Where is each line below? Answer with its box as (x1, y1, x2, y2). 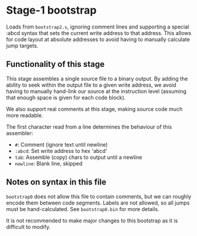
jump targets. (6, 42, 38, 49)
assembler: (6, 129, 34, 136)
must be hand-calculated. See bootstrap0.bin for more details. (6, 205, 160, 212)
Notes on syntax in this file (6, 177, 106, 187)
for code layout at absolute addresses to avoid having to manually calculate (6, 36, 190, 43)
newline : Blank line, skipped (14, 160, 83, 167)
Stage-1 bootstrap (6, 4, 97, 17)
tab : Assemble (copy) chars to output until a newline (14, 154, 143, 161)
